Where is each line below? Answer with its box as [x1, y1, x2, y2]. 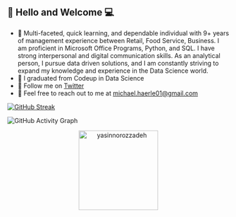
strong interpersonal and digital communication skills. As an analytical [17, 51, 221, 59]
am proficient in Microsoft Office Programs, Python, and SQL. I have [17, 44, 215, 52]
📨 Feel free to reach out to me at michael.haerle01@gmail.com [17, 88, 199, 98]
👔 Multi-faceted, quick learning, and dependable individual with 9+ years [17, 28, 230, 37]
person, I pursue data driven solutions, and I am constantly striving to [17, 59, 219, 67]
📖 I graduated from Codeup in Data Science [17, 74, 144, 82]
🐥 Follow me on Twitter [17, 81, 85, 90]
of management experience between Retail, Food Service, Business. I [17, 36, 220, 45]
